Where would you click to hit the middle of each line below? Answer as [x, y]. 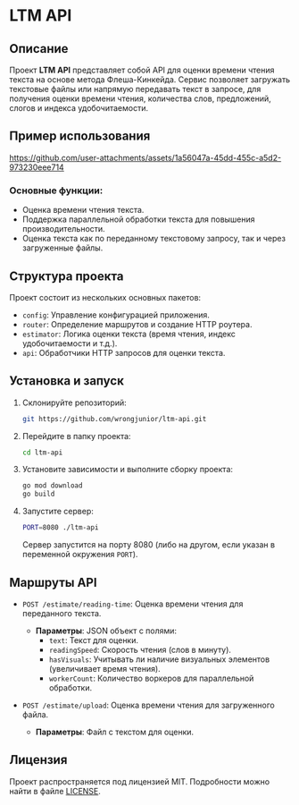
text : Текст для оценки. [94, 640]
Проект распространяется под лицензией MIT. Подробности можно [140, 781]
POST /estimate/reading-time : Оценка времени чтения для [133, 604]
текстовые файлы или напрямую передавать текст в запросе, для [135, 89]
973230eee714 [37, 167]
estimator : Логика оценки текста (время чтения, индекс [129, 334]
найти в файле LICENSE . [55, 791]
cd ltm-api [42, 453]
